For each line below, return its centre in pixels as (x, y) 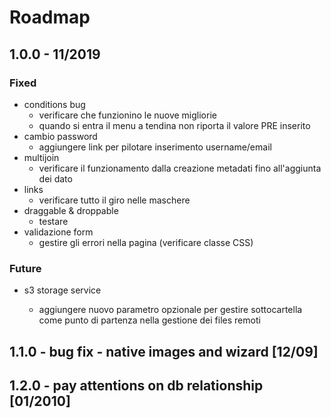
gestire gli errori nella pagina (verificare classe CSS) (146, 242)
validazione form (58, 232)
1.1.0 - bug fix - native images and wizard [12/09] (164, 351)
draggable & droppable (71, 210)
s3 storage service (62, 290)
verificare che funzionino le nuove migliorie (127, 115)
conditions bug (54, 104)
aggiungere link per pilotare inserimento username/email (155, 147)
